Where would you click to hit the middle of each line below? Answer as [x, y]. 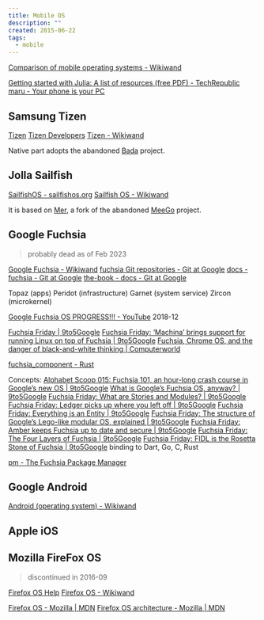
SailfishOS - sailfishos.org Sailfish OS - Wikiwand [89, 194]
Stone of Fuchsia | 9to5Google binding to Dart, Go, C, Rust [104, 447]
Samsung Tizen [47, 116]
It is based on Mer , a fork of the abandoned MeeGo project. [105, 210]
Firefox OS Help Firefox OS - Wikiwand [72, 592]
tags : [17, 38]
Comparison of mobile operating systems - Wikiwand [95, 67]
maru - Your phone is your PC [57, 91]
